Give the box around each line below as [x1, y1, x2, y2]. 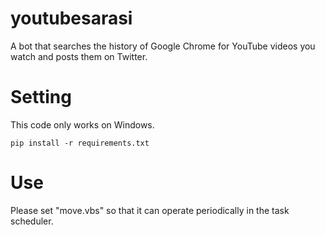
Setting [10, 86, 72, 109]
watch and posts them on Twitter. [10, 50, 148, 62]
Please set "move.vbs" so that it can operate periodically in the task [10, 204, 290, 216]
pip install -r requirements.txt [10, 138, 150, 148]
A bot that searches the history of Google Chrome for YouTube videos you [10, 40, 316, 52]
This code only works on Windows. [10, 118, 155, 131]
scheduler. [10, 215, 54, 227]
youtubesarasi [10, 7, 133, 30]
